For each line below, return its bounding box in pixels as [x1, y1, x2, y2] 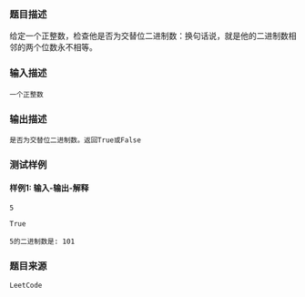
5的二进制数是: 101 [9, 237, 76, 247]
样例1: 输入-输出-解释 [9, 182, 89, 193]
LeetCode [9, 281, 43, 291]
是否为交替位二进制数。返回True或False [9, 135, 141, 145]
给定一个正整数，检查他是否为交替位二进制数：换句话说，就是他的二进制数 [9, 30, 289, 42]
